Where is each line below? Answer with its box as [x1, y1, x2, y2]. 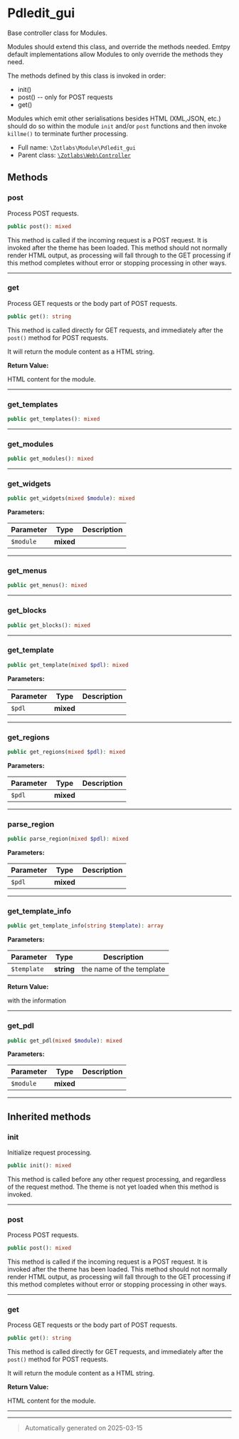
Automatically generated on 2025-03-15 [24, 1424, 143, 1433]
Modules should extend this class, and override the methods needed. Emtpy [7, 42, 231, 51]
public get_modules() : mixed [7, 455, 94, 463]
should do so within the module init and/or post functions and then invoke [7, 121, 228, 130]
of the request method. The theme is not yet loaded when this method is [7, 1182, 219, 1191]
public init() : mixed [7, 1162, 72, 1169]
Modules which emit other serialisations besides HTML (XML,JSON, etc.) [7, 114, 221, 123]
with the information [7, 996, 66, 1005]
